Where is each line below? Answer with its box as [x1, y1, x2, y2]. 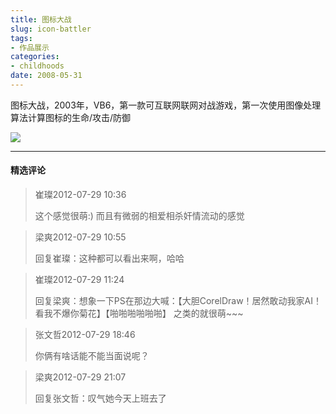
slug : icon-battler [10, 24, 92, 34]
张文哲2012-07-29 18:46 [34, 329, 136, 341]
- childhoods [10, 61, 65, 71]
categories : [10, 52, 60, 62]
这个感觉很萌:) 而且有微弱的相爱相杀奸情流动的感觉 [34, 210, 245, 222]
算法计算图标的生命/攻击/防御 [10, 111, 132, 123]
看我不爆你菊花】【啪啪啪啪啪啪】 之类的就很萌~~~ [34, 307, 244, 320]
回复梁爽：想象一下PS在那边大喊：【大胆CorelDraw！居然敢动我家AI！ [34, 295, 323, 307]
